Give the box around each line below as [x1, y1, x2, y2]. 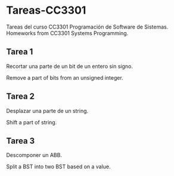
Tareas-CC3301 [6, 4, 86, 17]
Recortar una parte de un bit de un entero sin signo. [6, 62, 133, 70]
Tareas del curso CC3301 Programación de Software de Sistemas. [6, 23, 169, 30]
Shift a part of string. [6, 118, 57, 125]
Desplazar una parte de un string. [6, 107, 89, 114]
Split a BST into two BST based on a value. [6, 163, 111, 170]
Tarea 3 [6, 136, 35, 146]
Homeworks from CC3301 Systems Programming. [6, 29, 129, 36]
